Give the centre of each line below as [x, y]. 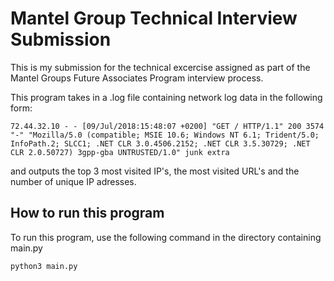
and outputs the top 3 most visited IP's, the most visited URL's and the [155, 171]
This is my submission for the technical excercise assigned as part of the [160, 67]
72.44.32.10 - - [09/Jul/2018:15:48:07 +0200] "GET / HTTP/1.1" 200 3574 [167, 126]
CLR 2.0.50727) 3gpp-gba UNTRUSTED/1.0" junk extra [120, 152]
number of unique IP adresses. [73, 181]
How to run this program [87, 213]
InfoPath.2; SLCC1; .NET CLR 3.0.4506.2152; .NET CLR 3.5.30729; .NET [160, 143]
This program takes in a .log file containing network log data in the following [166, 97]
